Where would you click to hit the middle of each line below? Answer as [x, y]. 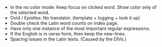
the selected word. [30, 12]
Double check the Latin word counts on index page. [64, 23]
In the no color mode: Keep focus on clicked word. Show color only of [83, 7]
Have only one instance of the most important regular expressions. [80, 28]
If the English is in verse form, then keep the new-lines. [68, 34]
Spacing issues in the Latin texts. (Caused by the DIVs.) [68, 39]
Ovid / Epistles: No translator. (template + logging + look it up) [75, 18]
